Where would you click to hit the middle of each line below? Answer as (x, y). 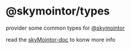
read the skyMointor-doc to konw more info (61, 39)
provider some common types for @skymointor (65, 28)
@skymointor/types (58, 11)
